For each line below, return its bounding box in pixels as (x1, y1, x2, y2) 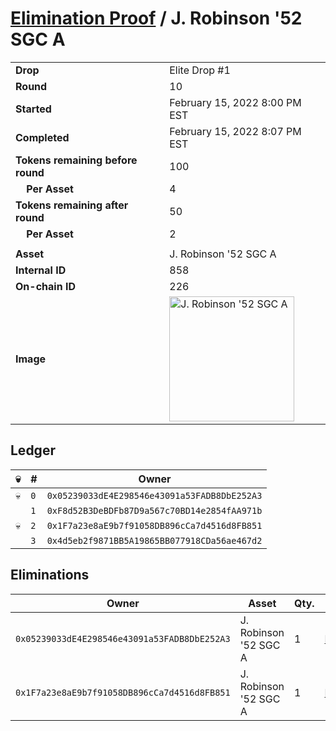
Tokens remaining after (15, 198, 129, 212)
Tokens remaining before (15, 153, 138, 167)
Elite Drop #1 (169, 63, 231, 77)
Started (15, 102, 52, 116)
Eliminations (10, 567, 90, 584)
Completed (15, 130, 70, 144)
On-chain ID (15, 279, 76, 293)
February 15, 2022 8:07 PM (169, 124, 302, 138)
